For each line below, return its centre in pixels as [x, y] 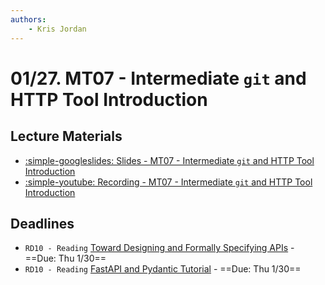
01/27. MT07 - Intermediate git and [158, 78]
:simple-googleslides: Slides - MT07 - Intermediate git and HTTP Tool [169, 160]
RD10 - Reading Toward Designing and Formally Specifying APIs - [159, 248]
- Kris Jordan [57, 29]
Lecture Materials [66, 136]
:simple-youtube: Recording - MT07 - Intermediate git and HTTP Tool [168, 182]
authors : [28, 19]
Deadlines [42, 223]
